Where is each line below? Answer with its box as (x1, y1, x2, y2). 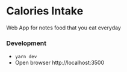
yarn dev (14, 54, 37, 60)
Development (6, 39, 47, 47)
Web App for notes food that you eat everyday (6, 24, 122, 31)
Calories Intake (6, 4, 84, 18)
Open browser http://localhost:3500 (14, 59, 105, 67)
